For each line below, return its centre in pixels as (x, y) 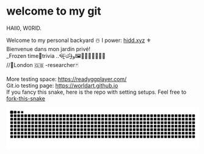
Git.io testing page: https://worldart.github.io (62, 85)
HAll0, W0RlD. (24, 28)
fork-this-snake (26, 98)
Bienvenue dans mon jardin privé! (48, 49)
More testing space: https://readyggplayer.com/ (67, 79)
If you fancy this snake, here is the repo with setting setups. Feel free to (97, 92)
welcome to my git (54, 11)
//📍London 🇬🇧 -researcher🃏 (43, 65)
